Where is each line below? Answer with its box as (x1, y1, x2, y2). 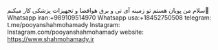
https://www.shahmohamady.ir (7, 35, 95, 43)
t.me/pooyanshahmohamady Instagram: (7, 21, 120, 28)
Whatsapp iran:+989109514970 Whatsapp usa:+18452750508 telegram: (7, 14, 212, 22)
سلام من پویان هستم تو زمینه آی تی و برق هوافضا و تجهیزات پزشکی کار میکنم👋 (7, 7, 210, 14)
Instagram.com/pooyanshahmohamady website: (7, 28, 144, 36)
